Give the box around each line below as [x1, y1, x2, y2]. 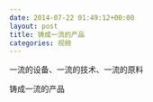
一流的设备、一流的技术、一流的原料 [9, 64, 144, 75]
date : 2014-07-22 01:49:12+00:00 [9, 13, 135, 23]
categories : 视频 [9, 38, 72, 48]
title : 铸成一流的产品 [9, 30, 85, 39]
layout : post [9, 22, 58, 31]
